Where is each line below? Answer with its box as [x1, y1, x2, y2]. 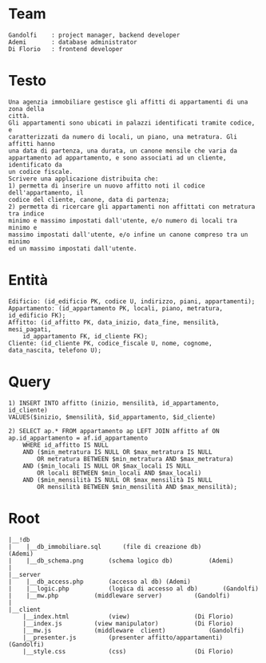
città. [8, 112, 30, 120]
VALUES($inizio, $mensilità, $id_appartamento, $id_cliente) [8, 412, 216, 421]
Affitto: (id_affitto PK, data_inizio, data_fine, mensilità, [8, 318, 220, 326]
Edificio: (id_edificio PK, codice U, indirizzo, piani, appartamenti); [8, 297, 256, 306]
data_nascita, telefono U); [8, 346, 102, 354]
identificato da [8, 160, 62, 168]
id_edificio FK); [8, 311, 66, 319]
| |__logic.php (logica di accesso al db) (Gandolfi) [8, 584, 260, 593]
